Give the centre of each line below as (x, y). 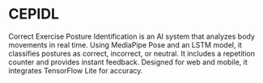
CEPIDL (34, 14)
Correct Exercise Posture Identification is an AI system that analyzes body (131, 36)
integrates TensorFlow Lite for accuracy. (76, 70)
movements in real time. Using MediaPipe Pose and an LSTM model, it (125, 44)
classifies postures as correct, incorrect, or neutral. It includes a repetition (131, 53)
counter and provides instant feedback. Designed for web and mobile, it (128, 62)
